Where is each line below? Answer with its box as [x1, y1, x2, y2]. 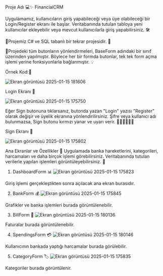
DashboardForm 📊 [12, 169, 52, 175]
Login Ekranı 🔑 [5, 89, 35, 94]
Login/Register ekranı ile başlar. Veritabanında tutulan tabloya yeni [5, 21, 143, 27]
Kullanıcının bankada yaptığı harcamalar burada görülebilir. [5, 243, 127, 249]
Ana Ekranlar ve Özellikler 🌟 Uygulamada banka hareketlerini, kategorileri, [5, 148, 158, 154]
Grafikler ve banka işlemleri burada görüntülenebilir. [5, 202, 113, 208]
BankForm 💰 [12, 190, 39, 196]
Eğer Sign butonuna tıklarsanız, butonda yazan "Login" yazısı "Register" [5, 108, 155, 114]
